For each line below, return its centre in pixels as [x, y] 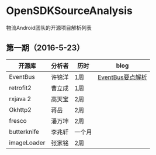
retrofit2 [20, 88]
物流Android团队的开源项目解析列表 [49, 27]
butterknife [24, 132]
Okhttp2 [20, 109]
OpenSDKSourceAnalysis [69, 11]
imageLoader [27, 143]
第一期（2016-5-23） [45, 48]
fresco [18, 120]
